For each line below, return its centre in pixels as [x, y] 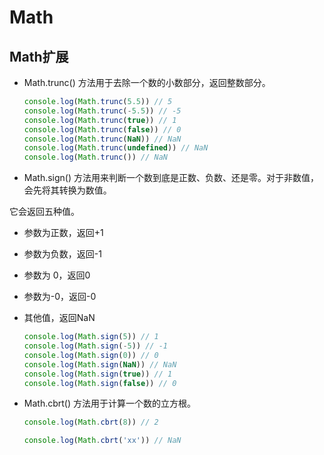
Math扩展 [39, 56]
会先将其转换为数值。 [67, 190]
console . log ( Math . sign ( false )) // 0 [100, 383]
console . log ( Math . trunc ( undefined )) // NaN [116, 148]
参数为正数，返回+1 [63, 233]
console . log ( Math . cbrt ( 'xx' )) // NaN [102, 441]
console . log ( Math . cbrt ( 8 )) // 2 [91, 422]
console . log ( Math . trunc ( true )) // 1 [100, 120]
